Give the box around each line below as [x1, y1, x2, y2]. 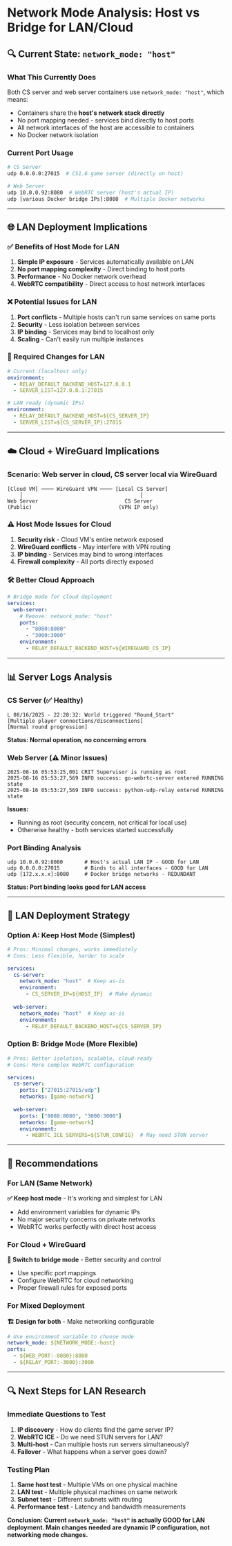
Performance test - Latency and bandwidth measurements [17, 1502, 186, 1511]
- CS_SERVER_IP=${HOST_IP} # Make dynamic [25, 991, 153, 998]
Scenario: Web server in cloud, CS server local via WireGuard [7, 469, 217, 479]
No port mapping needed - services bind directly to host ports [17, 116, 195, 124]
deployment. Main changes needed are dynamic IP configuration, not [7, 1523, 211, 1531]
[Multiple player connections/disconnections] [7, 717, 144, 724]
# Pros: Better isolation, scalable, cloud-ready [7, 1054, 153, 1062]
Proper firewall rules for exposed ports [17, 1284, 128, 1292]
